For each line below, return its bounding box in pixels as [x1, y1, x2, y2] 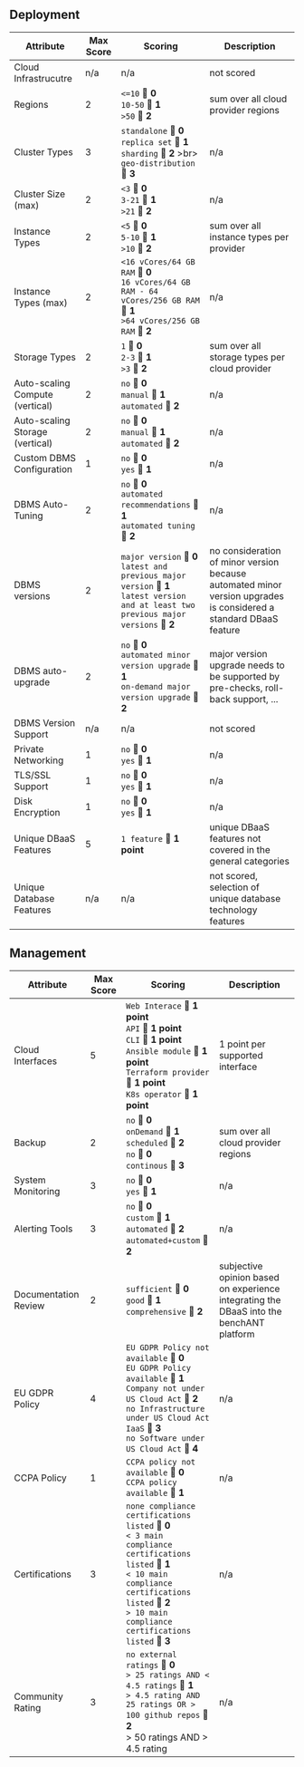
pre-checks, [209, 681, 263, 694]
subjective [218, 1260, 263, 1272]
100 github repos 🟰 [126, 1708, 209, 1721]
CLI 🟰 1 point [126, 1033, 183, 1046]
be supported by [209, 670, 280, 682]
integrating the [218, 1293, 281, 1306]
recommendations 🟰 [120, 497, 199, 510]
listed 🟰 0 [126, 1519, 171, 1531]
